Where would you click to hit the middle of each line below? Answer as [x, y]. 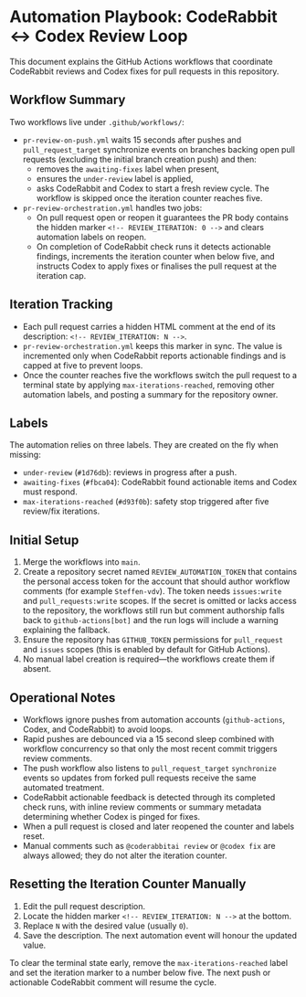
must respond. [50, 492]
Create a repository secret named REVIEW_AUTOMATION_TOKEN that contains [160, 572]
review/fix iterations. [61, 511]
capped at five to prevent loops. [83, 365]
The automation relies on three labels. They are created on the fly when [144, 445]
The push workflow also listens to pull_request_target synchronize [149, 768]
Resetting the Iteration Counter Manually [128, 884]
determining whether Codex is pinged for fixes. [111, 817]
